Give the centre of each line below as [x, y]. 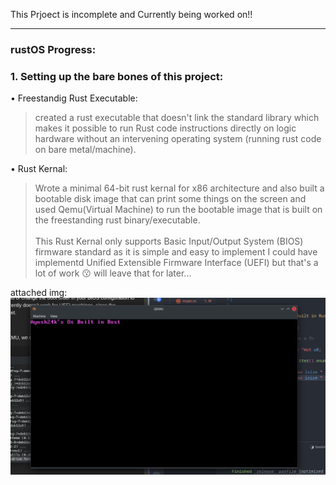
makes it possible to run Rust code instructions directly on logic [165, 128]
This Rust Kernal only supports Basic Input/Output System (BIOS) [169, 241]
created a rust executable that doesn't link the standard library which [177, 118]
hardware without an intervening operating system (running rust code [178, 139]
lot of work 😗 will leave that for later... [113, 273]
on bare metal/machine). [85, 150]
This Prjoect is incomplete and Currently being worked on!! [131, 14]
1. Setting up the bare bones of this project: [117, 76]
